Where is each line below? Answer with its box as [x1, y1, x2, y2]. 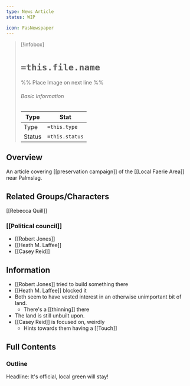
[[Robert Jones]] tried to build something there [14, 281, 129, 288]
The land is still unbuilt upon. [14, 312, 85, 319]
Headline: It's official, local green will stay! [6, 373, 109, 380]
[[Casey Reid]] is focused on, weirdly [14, 319, 105, 326]
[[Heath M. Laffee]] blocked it [14, 287, 87, 294]
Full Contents [6, 342, 56, 352]
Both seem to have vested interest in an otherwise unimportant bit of [14, 293, 182, 300]
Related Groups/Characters [6, 192, 109, 202]
